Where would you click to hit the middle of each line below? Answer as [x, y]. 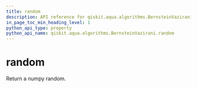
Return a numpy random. [36, 79]
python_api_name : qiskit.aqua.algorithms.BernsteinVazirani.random [90, 33]
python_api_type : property [39, 28]
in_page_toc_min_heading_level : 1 [48, 22]
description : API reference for [45, 17]
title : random [23, 11]
